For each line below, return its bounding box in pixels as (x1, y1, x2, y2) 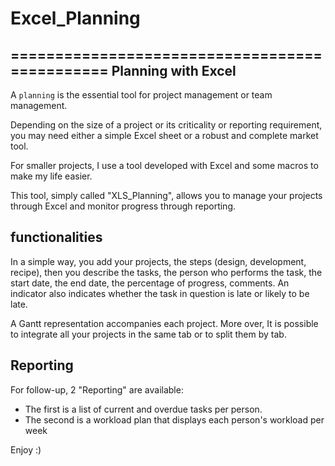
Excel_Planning (10, 7, 141, 30)
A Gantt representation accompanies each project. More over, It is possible (10, 317, 319, 329)
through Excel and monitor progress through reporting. (10, 200, 237, 212)
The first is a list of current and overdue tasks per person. (24, 403, 263, 415)
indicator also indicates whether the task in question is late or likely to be (10, 287, 310, 299)
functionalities (10, 229, 103, 246)
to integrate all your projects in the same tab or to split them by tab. (10, 328, 287, 340)
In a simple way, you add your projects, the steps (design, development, (10, 255, 307, 267)
